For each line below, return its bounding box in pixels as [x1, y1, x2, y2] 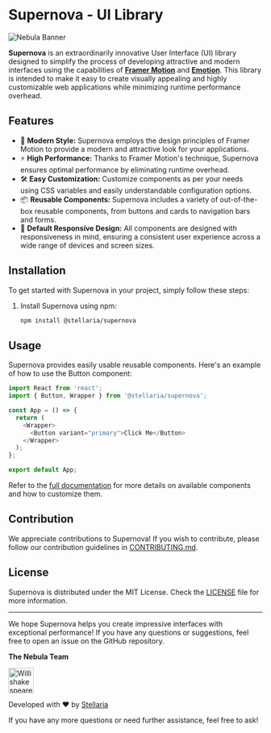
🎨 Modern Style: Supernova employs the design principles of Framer [19, 135, 250, 145]
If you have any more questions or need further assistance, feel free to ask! [8, 715, 259, 725]
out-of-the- [219, 194, 258, 204]
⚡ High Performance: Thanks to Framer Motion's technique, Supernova [19, 153, 259, 163]
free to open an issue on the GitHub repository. [8, 635, 165, 646]
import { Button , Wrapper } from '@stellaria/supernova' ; [8, 392, 207, 400]
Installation [8, 264, 66, 277]
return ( [15, 414, 45, 422]
